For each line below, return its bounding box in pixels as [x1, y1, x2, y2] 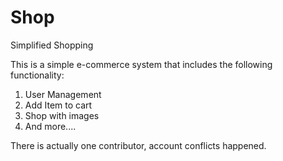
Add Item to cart [24, 99, 93, 111]
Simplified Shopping [10, 39, 94, 51]
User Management [24, 88, 102, 100]
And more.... [24, 120, 77, 132]
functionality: [10, 69, 65, 81]
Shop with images [24, 109, 100, 121]
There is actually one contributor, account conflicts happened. [10, 139, 267, 151]
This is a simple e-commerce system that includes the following [10, 58, 273, 70]
